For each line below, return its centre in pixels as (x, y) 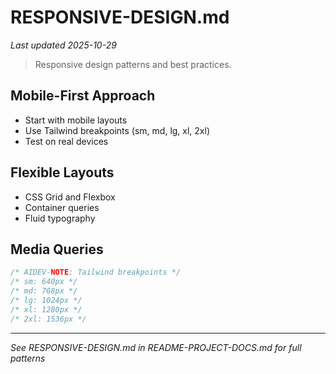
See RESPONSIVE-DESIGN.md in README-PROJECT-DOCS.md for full (156, 347)
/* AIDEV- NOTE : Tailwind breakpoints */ (96, 272)
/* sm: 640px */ (44, 282)
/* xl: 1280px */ (46, 309)
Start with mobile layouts (76, 120)
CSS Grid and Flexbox (70, 197)
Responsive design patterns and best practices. (133, 64)
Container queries (62, 207)
